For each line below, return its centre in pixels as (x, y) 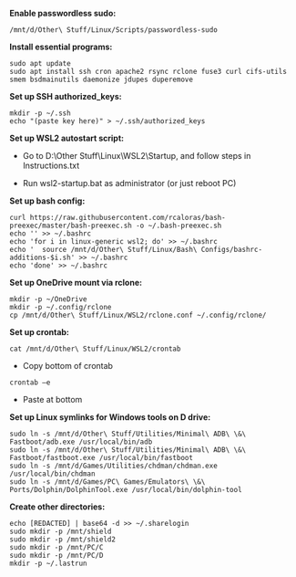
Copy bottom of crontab (68, 366)
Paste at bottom (52, 399)
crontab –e (30, 383)
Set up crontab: (40, 332)
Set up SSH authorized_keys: (66, 96)
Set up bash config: (47, 201)
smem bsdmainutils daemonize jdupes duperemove (102, 79)
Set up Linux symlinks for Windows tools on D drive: (110, 417)
